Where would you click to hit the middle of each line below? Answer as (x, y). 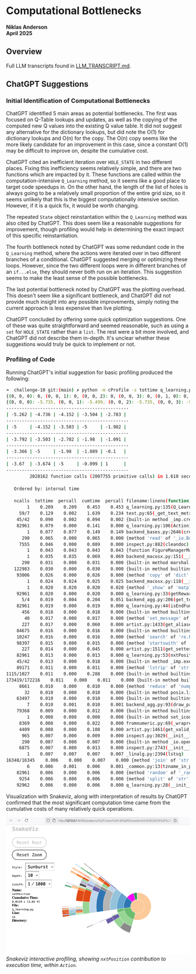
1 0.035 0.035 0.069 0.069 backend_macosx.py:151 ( (105, 557)
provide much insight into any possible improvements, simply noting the (92, 302)
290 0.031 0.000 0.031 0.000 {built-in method (94, 563)
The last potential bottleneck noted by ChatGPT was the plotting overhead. (96, 289)
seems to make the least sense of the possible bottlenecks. (77, 278)
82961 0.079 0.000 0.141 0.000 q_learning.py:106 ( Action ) (104, 526)
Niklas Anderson (27, 27)
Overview (24, 52)
